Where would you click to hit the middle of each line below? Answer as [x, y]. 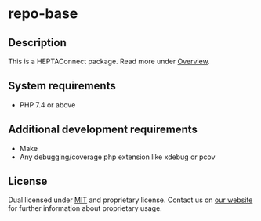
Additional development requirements [103, 130]
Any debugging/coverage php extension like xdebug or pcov [117, 157]
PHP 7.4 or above [47, 105]
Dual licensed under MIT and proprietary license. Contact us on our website [130, 200]
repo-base [43, 14]
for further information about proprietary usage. [85, 208]
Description [37, 43]
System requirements [62, 86]
